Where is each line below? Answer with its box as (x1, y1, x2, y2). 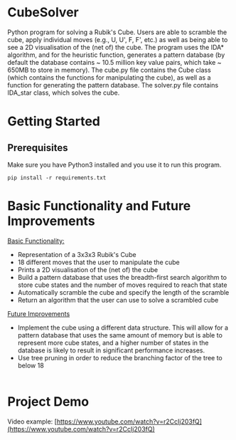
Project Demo (7, 394, 90, 410)
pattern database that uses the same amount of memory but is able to (17, 330, 222, 339)
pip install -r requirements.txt (7, 174, 107, 182)
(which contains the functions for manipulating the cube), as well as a (7, 73, 211, 82)
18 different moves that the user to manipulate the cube (17, 258, 180, 266)
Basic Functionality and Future (7, 198, 191, 214)
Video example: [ (7, 417, 57, 426)
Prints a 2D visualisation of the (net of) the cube (17, 265, 159, 274)
